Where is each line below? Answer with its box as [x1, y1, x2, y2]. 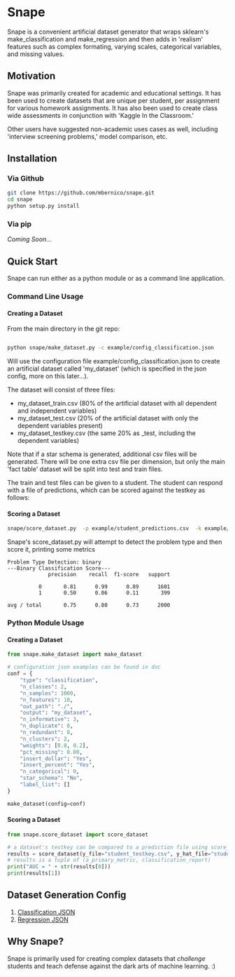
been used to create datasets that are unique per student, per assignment [7, 96, 220, 105]
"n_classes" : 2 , [20, 683, 68, 690]
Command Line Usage [7, 292, 84, 302]
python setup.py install [7, 203, 80, 210]
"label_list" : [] [20, 781, 71, 788]
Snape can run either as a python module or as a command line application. [7, 274, 225, 283]
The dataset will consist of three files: [7, 385, 115, 394]
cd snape [7, 196, 33, 204]
